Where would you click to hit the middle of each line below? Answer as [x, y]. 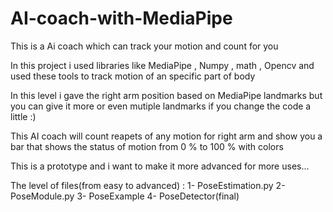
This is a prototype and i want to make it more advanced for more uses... [160, 166]
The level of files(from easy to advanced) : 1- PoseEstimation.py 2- [148, 185]
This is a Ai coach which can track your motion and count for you [144, 46]
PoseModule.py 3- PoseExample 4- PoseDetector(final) [125, 196]
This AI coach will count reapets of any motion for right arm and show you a [166, 136]
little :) [23, 116]
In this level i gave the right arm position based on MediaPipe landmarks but [166, 95]
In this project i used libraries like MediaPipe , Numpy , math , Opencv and [162, 65]
